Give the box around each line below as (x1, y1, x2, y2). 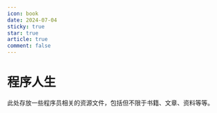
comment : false (7, 42, 51, 49)
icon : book (7, 10, 39, 17)
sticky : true (7, 23, 45, 30)
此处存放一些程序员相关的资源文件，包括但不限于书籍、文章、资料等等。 (7, 98, 214, 107)
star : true (7, 29, 39, 37)
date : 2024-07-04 (7, 17, 58, 24)
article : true (7, 36, 49, 43)
